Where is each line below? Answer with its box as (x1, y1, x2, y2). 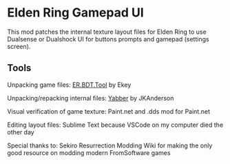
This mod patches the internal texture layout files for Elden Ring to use (7, 28, 207, 36)
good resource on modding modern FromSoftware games (7, 148, 171, 156)
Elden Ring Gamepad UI (7, 5, 145, 21)
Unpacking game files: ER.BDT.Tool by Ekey (7, 81, 132, 89)
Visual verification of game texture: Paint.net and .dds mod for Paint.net (7, 107, 210, 115)
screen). (7, 42, 31, 50)
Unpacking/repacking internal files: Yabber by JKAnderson (7, 94, 174, 102)
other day (7, 127, 34, 136)
